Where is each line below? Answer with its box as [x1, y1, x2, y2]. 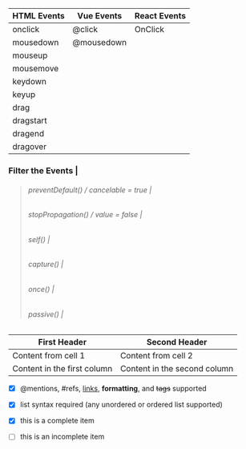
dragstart [12, 115, 47, 126]
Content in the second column [119, 363, 234, 374]
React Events [135, 10, 187, 21]
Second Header [146, 337, 208, 348]
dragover [12, 141, 46, 152]
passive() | [27, 309, 64, 319]
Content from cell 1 [12, 350, 86, 362]
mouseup [12, 50, 48, 61]
